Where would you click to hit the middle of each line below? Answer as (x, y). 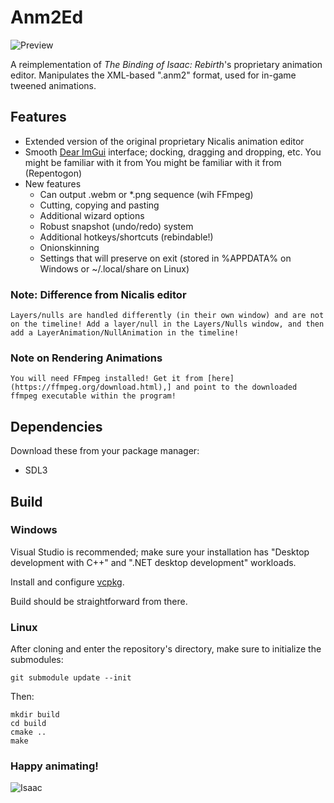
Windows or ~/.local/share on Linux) (114, 268)
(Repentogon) (53, 173)
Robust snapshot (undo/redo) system (116, 226)
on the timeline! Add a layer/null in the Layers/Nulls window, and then (167, 324)
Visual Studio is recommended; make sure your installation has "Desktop (160, 552)
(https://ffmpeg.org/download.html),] (91, 387)
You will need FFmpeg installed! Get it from (106, 379)
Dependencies (56, 426)
